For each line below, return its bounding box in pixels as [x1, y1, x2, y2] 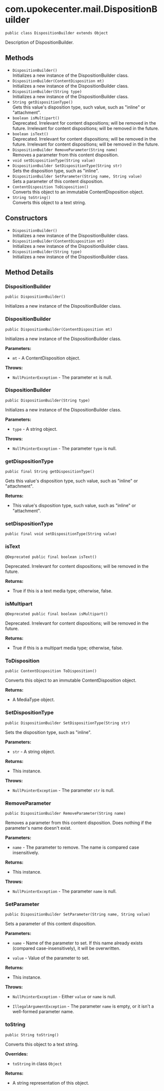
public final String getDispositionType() [5, 469, 95, 474]
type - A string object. [12, 426, 58, 432]
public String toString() [5, 1032, 59, 1038]
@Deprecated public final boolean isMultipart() [5, 612, 108, 617]
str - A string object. [12, 748, 55, 754]
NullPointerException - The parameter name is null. [12, 888, 117, 894]
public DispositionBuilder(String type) [5, 398, 91, 403]
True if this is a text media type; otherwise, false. [12, 587, 113, 594]
